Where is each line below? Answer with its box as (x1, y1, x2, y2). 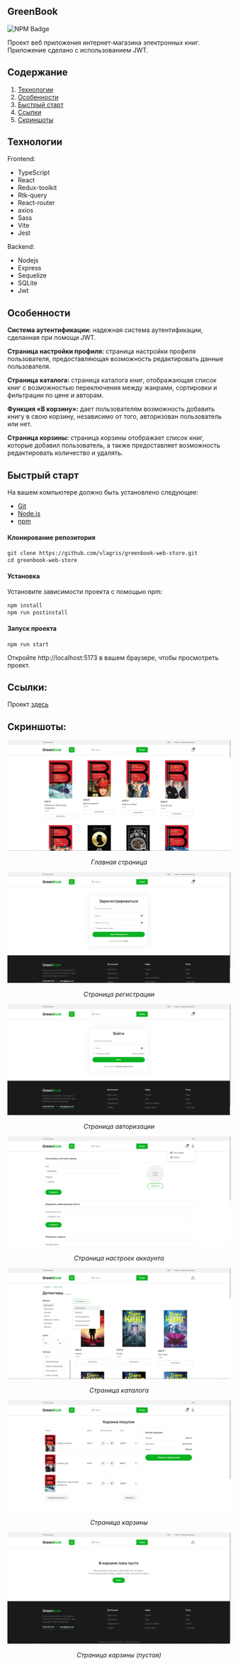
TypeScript (17, 168, 50, 177)
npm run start (7, 641, 50, 648)
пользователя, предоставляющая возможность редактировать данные (7, 355, 224, 363)
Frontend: (7, 155, 36, 163)
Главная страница (91, 858, 147, 866)
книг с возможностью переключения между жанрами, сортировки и (7, 383, 217, 392)
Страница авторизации (83, 1122, 155, 1130)
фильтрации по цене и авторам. (7, 391, 104, 399)
